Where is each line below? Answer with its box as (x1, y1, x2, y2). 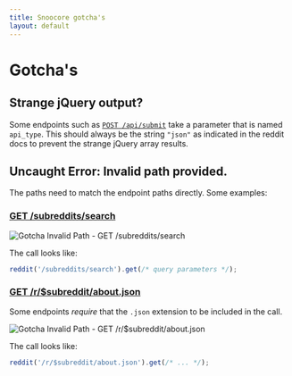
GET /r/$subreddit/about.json (9, 286, 141, 298)
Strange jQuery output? (9, 96, 144, 111)
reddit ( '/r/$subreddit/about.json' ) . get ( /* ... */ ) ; (9, 358, 210, 367)
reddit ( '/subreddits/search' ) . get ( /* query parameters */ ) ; (9, 264, 238, 273)
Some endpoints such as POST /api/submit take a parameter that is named (9, 119, 283, 130)
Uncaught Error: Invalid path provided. (9, 163, 228, 179)
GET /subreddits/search (9, 210, 116, 222)
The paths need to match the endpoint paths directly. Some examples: (9, 188, 268, 198)
